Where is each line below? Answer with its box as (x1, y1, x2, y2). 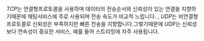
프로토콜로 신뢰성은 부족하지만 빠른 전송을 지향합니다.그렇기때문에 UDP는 (6, 20, 181, 27)
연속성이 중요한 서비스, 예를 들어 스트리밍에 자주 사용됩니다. (17, 28, 160, 35)
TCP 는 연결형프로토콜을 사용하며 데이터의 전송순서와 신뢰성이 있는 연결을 (6, 5, 180, 12)
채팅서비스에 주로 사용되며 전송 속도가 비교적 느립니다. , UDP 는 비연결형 (27, 13, 199, 20)
